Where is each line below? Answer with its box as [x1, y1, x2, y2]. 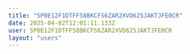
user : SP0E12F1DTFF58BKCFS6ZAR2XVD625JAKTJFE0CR [8, 26, 173, 34]
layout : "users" [8, 33, 62, 42]
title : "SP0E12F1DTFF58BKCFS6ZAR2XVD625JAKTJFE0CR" [8, 11, 183, 20]
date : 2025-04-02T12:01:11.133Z [8, 19, 115, 27]
